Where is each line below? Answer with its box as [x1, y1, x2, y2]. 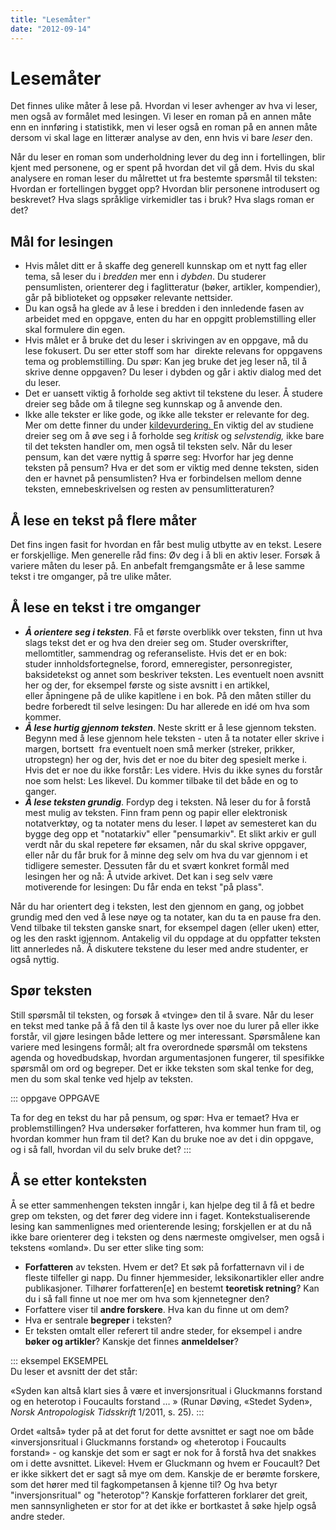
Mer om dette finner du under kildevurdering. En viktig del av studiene [24, 419, 314, 431]
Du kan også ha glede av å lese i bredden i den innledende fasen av [24, 302, 305, 315]
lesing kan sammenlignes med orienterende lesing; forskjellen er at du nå [10, 1220, 312, 1232]
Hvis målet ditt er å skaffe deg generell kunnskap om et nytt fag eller [24, 260, 308, 272]
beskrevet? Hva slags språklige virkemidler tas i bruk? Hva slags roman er [10, 194, 315, 206]
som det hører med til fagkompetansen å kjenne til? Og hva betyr [10, 1478, 278, 1490]
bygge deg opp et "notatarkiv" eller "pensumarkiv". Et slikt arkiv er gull [24, 827, 317, 840]
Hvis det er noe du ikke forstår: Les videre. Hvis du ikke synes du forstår [24, 764, 323, 776]
